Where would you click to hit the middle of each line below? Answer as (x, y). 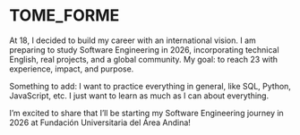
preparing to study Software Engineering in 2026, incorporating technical (144, 49)
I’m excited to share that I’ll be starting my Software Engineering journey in (146, 113)
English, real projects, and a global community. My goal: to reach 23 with (144, 59)
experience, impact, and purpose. (72, 69)
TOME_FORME (64, 16)
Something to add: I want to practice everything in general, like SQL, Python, (150, 86)
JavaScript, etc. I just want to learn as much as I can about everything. (139, 96)
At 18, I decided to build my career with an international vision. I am (133, 40)
